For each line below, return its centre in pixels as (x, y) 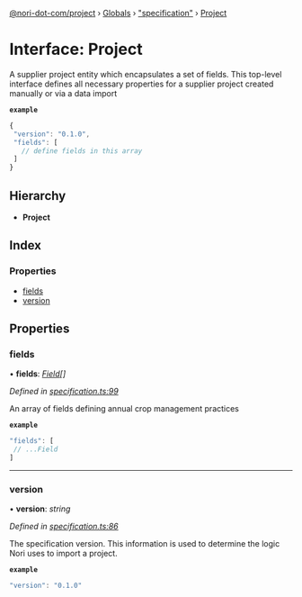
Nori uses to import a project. (64, 554)
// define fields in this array (82, 151)
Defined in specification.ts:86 (64, 527)
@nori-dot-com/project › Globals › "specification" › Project (118, 13)
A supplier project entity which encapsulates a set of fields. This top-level (146, 74)
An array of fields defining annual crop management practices (124, 409)
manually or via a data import (63, 93)
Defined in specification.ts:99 (64, 392)
